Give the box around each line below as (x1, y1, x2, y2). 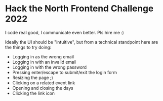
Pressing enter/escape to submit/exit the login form (12, 69, 117, 75)
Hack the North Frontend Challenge (5, 3, 154, 14)
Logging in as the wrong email (12, 53, 74, 59)
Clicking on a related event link (12, 79, 75, 86)
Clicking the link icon (12, 90, 55, 96)
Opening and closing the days (12, 85, 74, 91)
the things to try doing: (5, 44, 52, 50)
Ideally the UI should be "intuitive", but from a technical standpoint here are (5, 39, 158, 45)
